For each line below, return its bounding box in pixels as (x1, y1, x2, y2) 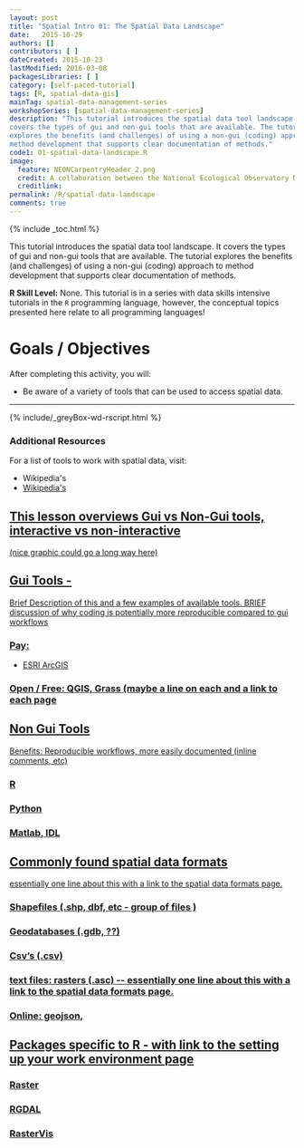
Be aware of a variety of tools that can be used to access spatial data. (22, 386, 283, 397)
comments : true (9, 198, 67, 208)
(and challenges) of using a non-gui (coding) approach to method (9, 260, 254, 271)
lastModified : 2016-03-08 (9, 64, 107, 73)
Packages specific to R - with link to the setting (9, 1037, 280, 1053)
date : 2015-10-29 (9, 30, 83, 39)
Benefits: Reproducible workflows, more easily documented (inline (9, 745, 257, 757)
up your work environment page (9, 1052, 195, 1067)
